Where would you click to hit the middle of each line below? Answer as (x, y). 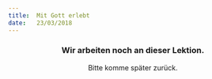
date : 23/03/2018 (40, 23)
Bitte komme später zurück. (133, 67)
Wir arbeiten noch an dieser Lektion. (133, 51)
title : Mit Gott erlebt (49, 15)
